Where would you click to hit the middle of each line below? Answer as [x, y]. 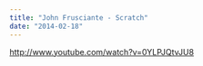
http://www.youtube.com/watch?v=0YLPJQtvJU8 [101, 52]
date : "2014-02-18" [46, 26]
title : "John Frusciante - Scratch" [79, 18]
